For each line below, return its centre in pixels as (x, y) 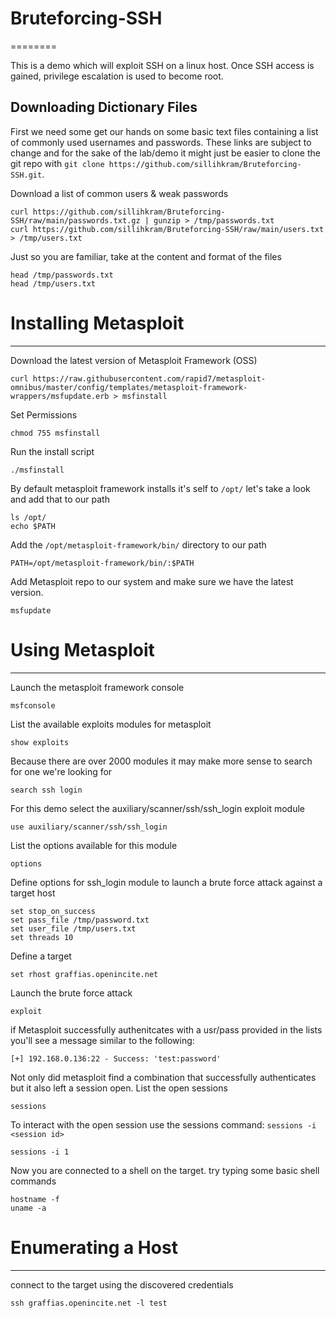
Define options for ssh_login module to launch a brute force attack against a (166, 882)
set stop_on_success (53, 911)
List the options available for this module (94, 845)
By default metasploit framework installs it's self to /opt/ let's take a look (160, 488)
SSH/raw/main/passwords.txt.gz (75, 220)
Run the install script (52, 451)
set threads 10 (42, 937)
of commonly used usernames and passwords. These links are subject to (161, 142)
